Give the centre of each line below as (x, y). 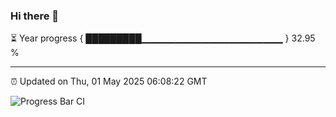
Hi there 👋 (35, 16)
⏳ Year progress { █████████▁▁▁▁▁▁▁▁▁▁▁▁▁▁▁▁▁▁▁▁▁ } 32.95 (163, 38)
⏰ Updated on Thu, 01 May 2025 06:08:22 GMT (109, 81)
